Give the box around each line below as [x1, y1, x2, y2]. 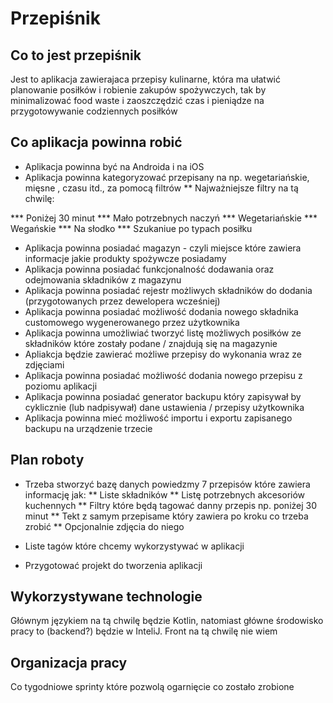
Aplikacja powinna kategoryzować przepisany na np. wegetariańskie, [24, 171, 310, 183]
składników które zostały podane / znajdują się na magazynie [24, 337, 278, 349]
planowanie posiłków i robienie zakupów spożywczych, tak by [10, 84, 267, 96]
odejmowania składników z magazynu [24, 273, 182, 286]
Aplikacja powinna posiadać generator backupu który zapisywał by [24, 390, 302, 402]
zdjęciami [24, 358, 65, 371]
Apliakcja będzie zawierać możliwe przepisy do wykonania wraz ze [24, 348, 302, 360]
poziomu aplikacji [24, 380, 98, 392]
